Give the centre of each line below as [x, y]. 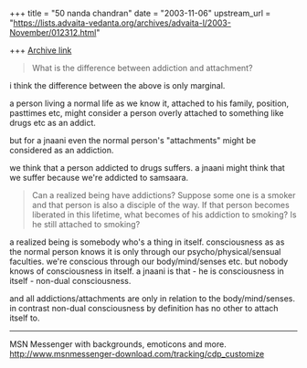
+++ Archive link [41, 50]
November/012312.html [53, 32]
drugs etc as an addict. [53, 123]
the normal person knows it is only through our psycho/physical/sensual [145, 252]
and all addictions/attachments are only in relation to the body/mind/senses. [152, 299]
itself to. [25, 318]
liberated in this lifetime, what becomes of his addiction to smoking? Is [164, 215]
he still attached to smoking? [86, 224]
